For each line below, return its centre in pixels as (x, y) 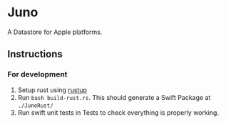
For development (37, 74)
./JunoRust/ (35, 106)
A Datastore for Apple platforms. (55, 32)
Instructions (35, 54)
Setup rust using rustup (52, 90)
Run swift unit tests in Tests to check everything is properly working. (118, 112)
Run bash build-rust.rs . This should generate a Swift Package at (114, 97)
